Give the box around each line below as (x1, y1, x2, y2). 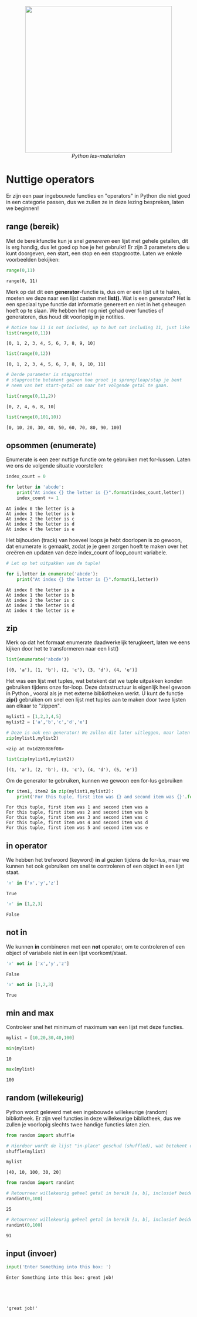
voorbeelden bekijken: (6, 256, 60, 263)
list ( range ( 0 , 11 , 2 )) (6, 393, 57, 399)
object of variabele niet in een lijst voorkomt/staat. (6, 949, 127, 956)
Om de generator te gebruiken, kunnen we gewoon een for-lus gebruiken (6, 777, 183, 784)
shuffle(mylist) (6, 1148, 46, 1155)
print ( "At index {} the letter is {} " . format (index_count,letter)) (16, 490, 185, 496)
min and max (6, 1008, 54, 1018)
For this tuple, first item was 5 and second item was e (6, 825, 148, 831)
